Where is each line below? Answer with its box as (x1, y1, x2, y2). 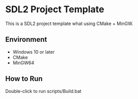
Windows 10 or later (12, 48, 55, 55)
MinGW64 (12, 60, 35, 66)
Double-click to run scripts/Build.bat (5, 88, 82, 94)
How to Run (5, 75, 43, 83)
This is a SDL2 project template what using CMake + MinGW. (5, 20, 133, 27)
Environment (5, 35, 48, 44)
